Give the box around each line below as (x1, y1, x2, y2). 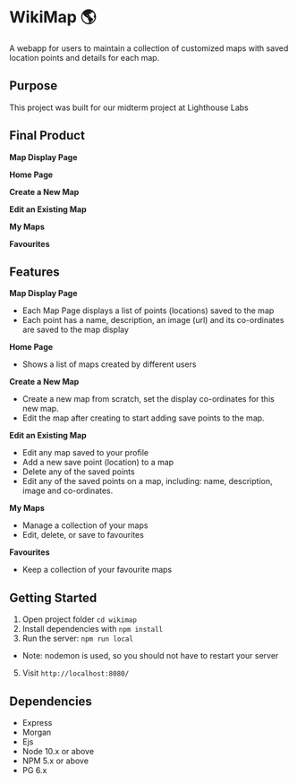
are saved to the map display (21, 324, 130, 336)
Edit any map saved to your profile (21, 447, 149, 458)
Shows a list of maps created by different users (21, 359, 197, 370)
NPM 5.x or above (21, 755, 89, 766)
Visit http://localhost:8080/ (21, 668, 130, 678)
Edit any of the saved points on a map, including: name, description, (21, 476, 273, 487)
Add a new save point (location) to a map (21, 457, 174, 468)
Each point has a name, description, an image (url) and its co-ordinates (21, 315, 284, 326)
